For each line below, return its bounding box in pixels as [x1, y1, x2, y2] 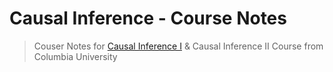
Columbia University [33, 50, 118, 62]
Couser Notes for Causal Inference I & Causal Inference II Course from [33, 40, 324, 52]
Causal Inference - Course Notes [9, 7, 287, 30]
